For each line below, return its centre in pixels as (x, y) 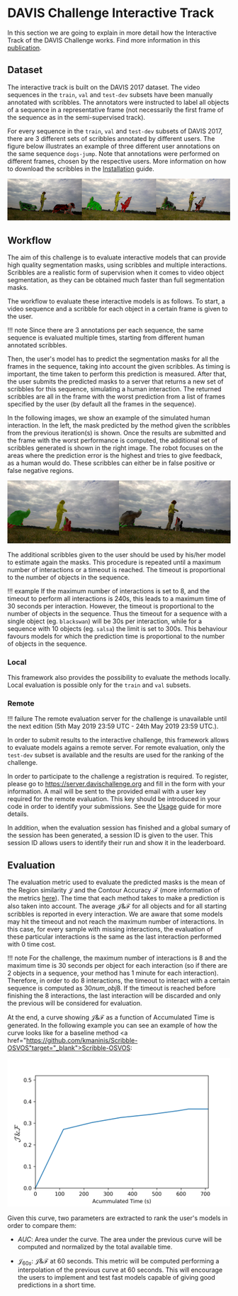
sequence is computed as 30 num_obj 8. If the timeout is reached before (112, 988)
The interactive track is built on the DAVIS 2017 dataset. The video (104, 87)
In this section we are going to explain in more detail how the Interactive (112, 33)
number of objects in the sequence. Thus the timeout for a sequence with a (118, 613)
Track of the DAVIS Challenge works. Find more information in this (104, 40)
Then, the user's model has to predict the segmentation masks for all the (113, 359)
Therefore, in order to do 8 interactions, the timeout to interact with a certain (119, 981)
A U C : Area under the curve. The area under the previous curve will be (119, 1239)
